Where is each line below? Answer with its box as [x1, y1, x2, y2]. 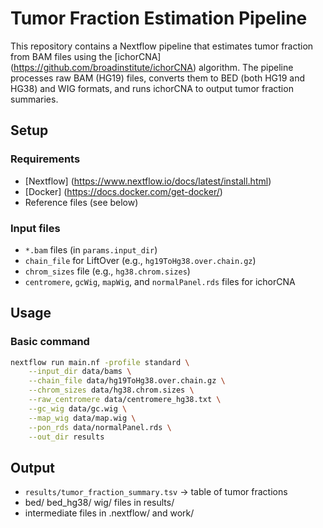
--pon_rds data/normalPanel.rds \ [28, 422, 172, 432]
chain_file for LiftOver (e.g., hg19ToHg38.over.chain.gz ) [24, 254, 257, 266]
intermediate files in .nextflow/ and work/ [24, 507, 195, 519]
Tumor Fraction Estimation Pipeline [10, 7, 308, 30]
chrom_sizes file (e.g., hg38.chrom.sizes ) [24, 265, 191, 277]
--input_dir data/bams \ [28, 367, 132, 377]
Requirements [10, 152, 81, 166]
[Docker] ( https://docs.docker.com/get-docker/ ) [24, 185, 223, 197]
